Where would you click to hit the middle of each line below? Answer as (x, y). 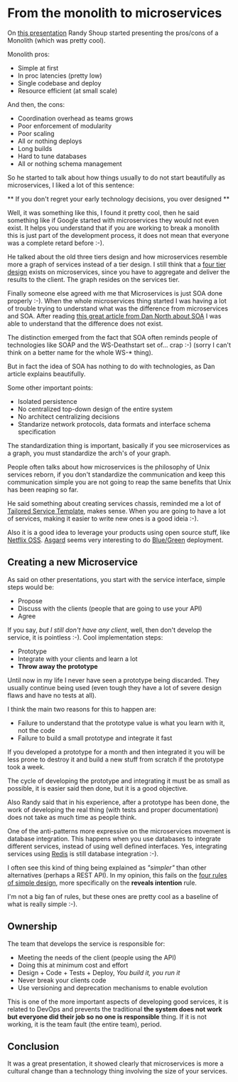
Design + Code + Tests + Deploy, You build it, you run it (99, 972)
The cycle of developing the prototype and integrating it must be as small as (119, 781)
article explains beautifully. (47, 374)
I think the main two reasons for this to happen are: (82, 709)
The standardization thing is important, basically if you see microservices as (119, 445)
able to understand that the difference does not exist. (85, 323)
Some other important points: (50, 387)
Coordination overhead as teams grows (75, 118)
